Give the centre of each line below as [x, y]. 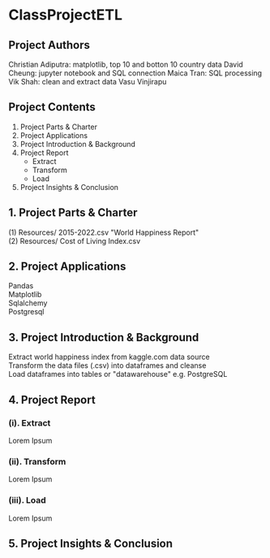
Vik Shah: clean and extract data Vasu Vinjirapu [88, 82]
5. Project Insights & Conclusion [90, 543]
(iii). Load [27, 500]
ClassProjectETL [66, 15]
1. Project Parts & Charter [73, 213]
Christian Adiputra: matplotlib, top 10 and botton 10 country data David [126, 64]
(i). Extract [30, 422]
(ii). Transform [37, 461]
